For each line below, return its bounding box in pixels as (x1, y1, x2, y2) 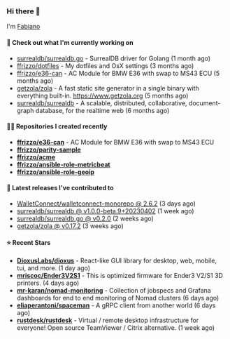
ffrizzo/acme (16, 152, 56, 161)
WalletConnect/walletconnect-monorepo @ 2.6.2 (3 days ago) (16, 199, 196, 208)
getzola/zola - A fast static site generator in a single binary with (16, 84, 200, 92)
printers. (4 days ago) (16, 279, 80, 287)
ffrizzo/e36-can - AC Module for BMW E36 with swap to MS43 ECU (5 (16, 69, 220, 77)
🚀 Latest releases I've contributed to (6, 184, 114, 192)
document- (188, 98, 221, 107)
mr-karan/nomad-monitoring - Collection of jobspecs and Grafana (16, 286, 211, 295)
